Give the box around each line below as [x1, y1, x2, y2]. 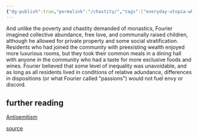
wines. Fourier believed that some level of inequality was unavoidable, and [6, 62, 187, 69]
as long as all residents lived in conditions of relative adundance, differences [6, 68, 192, 75]
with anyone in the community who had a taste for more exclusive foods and [6, 56, 192, 63]
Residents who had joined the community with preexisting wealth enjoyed [6, 44, 185, 51]
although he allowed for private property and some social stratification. [6, 37, 179, 44]
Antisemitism [6, 113, 38, 121]
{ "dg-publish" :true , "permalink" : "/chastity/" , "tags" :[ [6, 8, 144, 15]
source [6, 125, 24, 132]
